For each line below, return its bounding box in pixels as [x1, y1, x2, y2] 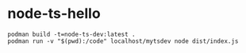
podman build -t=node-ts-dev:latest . [7, 30, 136, 38]
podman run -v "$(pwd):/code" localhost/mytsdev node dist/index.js [7, 37, 239, 45]
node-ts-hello [7, 5, 101, 23]
